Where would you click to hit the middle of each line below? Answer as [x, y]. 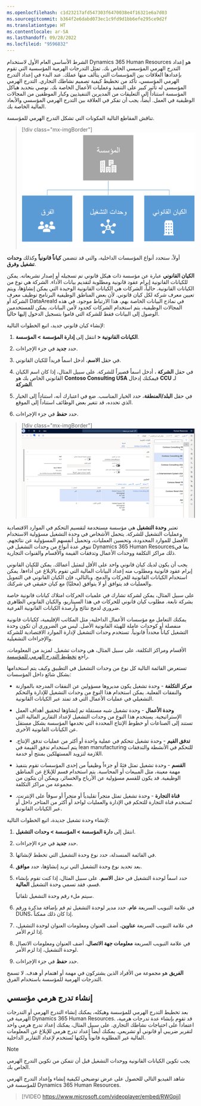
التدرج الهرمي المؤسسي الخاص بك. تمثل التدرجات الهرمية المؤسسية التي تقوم [94, 68]
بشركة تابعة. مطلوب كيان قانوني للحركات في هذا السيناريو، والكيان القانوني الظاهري [100, 601]
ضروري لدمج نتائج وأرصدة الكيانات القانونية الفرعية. [64, 607]
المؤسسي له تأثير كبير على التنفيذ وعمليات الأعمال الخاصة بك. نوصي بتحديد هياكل [97, 87]
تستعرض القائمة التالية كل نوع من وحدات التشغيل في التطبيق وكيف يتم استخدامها [97, 668]
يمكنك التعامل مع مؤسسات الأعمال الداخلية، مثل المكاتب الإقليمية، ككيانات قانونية [97, 619]
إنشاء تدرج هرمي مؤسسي [50, 997]
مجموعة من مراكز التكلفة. [44, 784]
